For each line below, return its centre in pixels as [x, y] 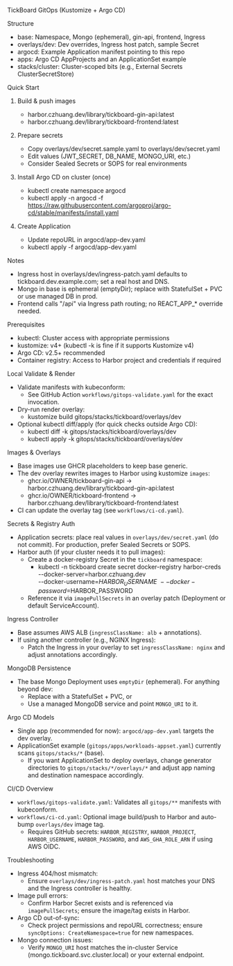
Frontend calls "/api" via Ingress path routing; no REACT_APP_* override [120, 303]
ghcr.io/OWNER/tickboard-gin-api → [80, 481]
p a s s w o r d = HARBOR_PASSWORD [85, 590]
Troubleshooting [31, 860]
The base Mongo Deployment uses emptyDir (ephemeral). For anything [118, 681]
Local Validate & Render [41, 374]
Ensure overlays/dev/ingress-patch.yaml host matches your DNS [121, 880]
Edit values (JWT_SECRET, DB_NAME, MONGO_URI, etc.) [109, 156]
